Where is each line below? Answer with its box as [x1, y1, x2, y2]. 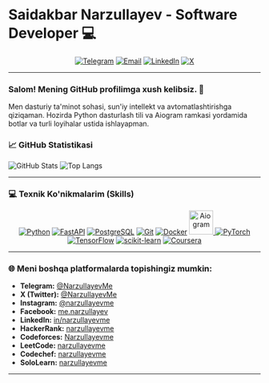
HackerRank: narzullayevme [19, 324, 114, 333]
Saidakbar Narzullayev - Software [8, 6, 238, 24]
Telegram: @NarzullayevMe [19, 281, 114, 291]
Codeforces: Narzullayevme [19, 333, 114, 342]
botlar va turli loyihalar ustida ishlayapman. [8, 119, 150, 129]
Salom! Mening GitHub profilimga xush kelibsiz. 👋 [8, 83, 205, 95]
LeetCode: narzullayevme [19, 341, 106, 350]
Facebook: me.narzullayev [19, 307, 108, 316]
